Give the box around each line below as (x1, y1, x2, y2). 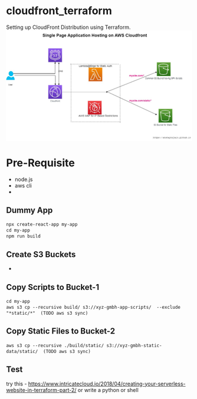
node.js (14, 176, 34, 183)
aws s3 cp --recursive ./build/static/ (6, 342, 104, 348)
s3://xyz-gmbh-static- (106, 342, 162, 348)
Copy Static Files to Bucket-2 (6, 326, 116, 337)
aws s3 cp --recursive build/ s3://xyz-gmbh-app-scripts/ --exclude (6, 305, 181, 311)
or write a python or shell (77, 386, 139, 393)
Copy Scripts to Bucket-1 (6, 282, 99, 292)
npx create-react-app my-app (6, 222, 78, 227)
